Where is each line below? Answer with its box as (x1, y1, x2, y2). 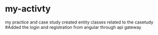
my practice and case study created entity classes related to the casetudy (5, 19, 154, 25)
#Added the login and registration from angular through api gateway (5, 24, 141, 30)
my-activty (5, 3, 51, 14)
